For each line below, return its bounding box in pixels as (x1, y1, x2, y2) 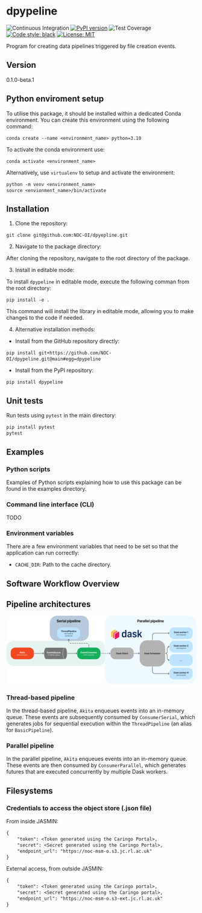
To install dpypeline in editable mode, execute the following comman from (6, 278, 190, 285)
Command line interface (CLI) (6, 500, 95, 508)
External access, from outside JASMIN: (6, 865, 104, 872)
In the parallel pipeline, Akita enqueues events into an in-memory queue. (6, 755, 188, 763)
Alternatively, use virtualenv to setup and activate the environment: (6, 168, 175, 176)
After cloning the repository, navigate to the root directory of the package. (6, 254, 190, 262)
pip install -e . (6, 297, 50, 304)
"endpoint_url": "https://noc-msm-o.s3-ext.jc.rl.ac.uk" (17, 895, 163, 902)
